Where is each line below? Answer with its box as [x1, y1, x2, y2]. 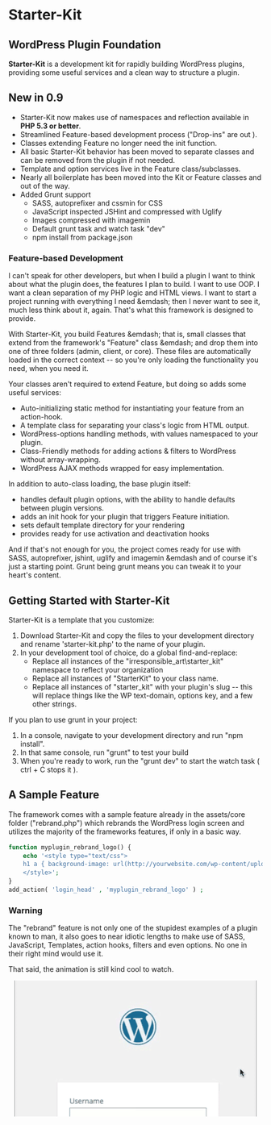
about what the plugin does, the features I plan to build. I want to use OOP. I [8, 280, 260, 290]
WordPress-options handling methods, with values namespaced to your [19, 429, 259, 439]
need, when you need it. [8, 364, 89, 373]
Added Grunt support [19, 190, 91, 199]
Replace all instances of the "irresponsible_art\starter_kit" [31, 656, 224, 666]
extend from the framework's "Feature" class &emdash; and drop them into [8, 338, 258, 348]
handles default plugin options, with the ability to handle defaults [19, 494, 236, 505]
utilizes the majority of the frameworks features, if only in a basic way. [8, 827, 242, 836]
